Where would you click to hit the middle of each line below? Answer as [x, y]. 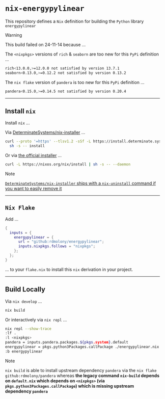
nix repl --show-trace [28, 329]
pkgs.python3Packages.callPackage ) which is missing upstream [69, 386]
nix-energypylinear [45, 9]
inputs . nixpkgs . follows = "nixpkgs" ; [57, 246]
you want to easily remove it [34, 188]
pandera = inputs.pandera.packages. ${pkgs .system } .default [67, 343]
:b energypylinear [24, 351]
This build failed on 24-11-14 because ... [45, 44]
